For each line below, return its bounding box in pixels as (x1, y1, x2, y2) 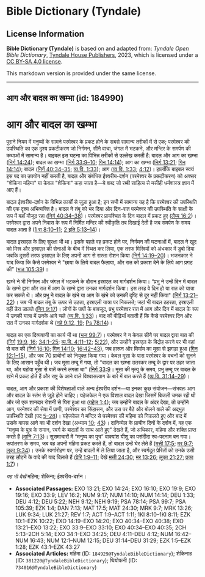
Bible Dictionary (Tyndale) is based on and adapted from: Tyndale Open (6, 45, 189, 52)
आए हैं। (6, 186, 22, 194)
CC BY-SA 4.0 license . (6, 58, 63, 65)
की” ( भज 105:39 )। (6, 266, 49, 273)
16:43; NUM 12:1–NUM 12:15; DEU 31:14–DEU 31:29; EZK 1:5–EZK (29, 537, 191, 545)
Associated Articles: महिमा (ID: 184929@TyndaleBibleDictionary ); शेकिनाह (15, 550, 192, 557)
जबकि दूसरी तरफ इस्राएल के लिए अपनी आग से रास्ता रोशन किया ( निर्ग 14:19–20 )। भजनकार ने (6, 252, 193, 259)
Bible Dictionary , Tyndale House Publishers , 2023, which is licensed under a (6, 51, 198, 59)
